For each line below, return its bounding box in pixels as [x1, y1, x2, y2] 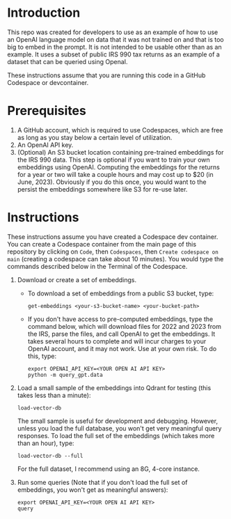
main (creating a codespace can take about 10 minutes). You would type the [7, 254, 224, 263]
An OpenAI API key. [17, 141, 74, 149]
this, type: [27, 352, 57, 360]
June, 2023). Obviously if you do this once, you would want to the [17, 178, 207, 186]
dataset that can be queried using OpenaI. [7, 57, 128, 65]
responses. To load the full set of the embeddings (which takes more [17, 431, 215, 440]
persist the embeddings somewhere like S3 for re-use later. [17, 185, 188, 193]
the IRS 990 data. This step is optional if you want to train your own [17, 155, 210, 164]
